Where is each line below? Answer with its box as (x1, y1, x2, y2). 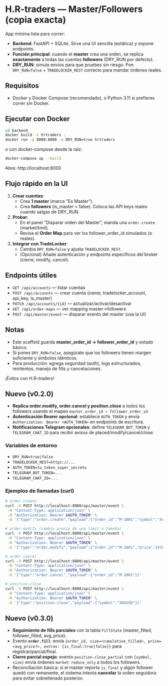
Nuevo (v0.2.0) (5, 390, 54, 398)
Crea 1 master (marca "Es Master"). (19, 198, 93, 204)
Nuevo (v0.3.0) (5, 614, 53, 622)
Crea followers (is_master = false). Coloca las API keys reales (19, 203, 147, 209)
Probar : (12, 214, 28, 220)
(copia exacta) (5, 14, 66, 26)
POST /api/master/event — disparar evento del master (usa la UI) (12, 311, 146, 317)
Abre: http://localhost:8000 (5, 165, 61, 171)
